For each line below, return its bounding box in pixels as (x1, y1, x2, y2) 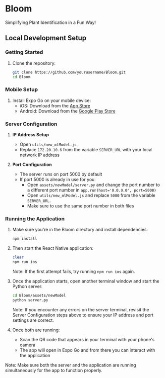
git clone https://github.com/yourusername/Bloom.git (12, 70, 126, 75)
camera (19, 342, 36, 348)
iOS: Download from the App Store (19, 102, 91, 108)
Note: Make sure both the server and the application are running (5, 362, 136, 368)
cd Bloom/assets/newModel (12, 293, 66, 298)
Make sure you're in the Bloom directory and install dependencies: (12, 227, 148, 233)
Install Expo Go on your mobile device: (12, 97, 91, 103)
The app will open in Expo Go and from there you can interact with (19, 347, 155, 353)
